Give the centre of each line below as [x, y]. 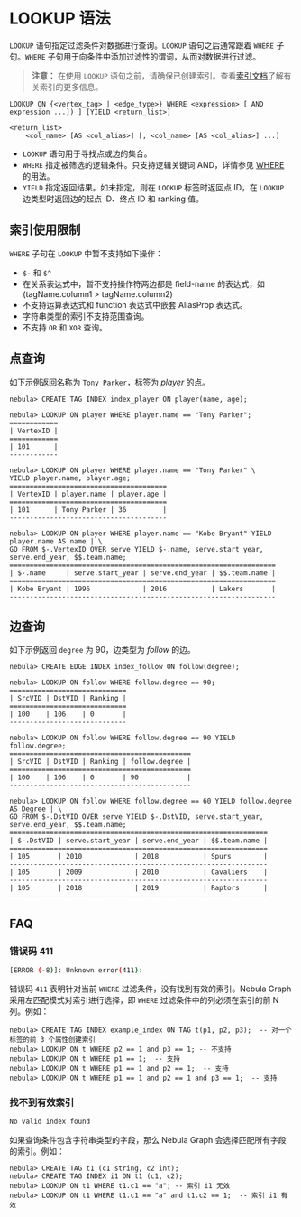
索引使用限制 [45, 230]
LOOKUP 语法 [60, 19]
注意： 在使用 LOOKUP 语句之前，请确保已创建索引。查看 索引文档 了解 [157, 75]
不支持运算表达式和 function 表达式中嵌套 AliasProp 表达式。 [135, 304]
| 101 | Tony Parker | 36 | [88, 510]
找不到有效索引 [42, 1102]
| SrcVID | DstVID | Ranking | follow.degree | [100, 762]
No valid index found [50, 1122]
